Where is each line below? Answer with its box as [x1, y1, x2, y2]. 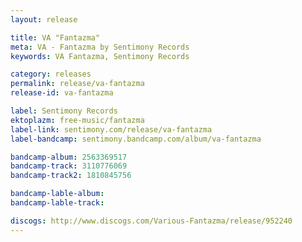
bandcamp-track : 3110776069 [10, 161, 128, 171]
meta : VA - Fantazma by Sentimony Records [10, 42, 190, 52]
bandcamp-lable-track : [10, 198, 105, 208]
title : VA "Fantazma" [10, 32, 101, 43]
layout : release [10, 14, 78, 25]
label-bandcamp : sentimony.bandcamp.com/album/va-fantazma [10, 134, 262, 144]
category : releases [10, 69, 92, 80]
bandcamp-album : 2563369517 [10, 152, 128, 162]
